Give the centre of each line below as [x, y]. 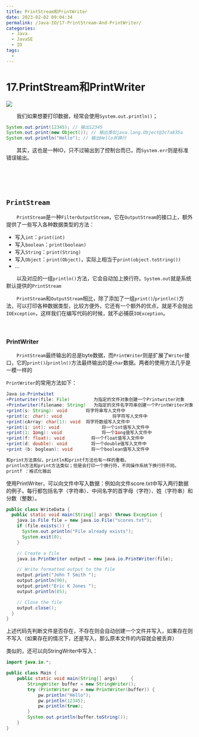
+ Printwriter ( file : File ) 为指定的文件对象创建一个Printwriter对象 [95, 400]
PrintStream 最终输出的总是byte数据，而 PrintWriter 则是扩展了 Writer [101, 355]
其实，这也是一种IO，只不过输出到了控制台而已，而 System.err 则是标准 [102, 150]
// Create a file [38, 553]
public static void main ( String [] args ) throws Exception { [87, 515]
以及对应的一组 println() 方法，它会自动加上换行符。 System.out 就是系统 [104, 278]
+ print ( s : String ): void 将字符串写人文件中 [66, 411]
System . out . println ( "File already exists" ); [78, 532]
